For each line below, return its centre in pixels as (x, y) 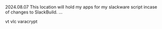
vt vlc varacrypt (21, 22)
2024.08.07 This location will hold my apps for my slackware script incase (81, 7)
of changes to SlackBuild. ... (34, 12)
